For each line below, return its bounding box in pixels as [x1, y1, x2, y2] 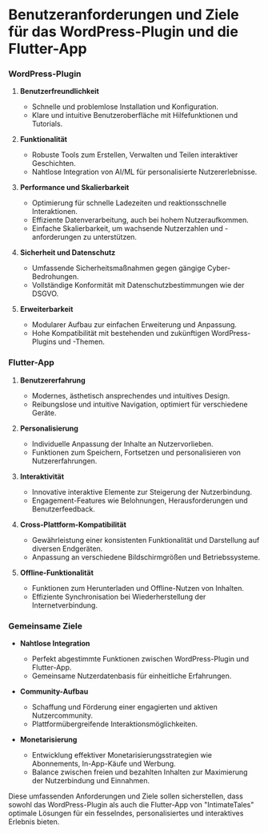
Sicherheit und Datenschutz [19, 248, 116, 257]
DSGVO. [31, 289, 59, 298]
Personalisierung [19, 423, 78, 433]
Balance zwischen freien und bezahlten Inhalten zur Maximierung [31, 767, 248, 777]
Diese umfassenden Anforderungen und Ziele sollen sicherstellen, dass [8, 791, 244, 801]
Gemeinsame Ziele [8, 620, 82, 631]
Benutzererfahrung [19, 375, 86, 385]
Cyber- [206, 263, 230, 273]
